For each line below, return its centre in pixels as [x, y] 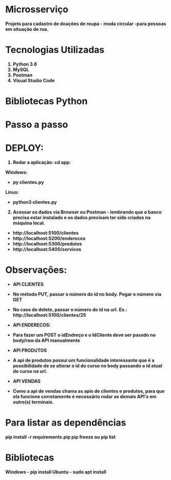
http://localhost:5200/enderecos [49, 238]
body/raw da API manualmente [46, 340]
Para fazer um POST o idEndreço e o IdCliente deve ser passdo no [84, 335]
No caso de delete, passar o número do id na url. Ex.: [70, 310]
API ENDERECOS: [32, 325]
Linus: [12, 192]
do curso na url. [30, 371]
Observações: [36, 270]
